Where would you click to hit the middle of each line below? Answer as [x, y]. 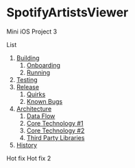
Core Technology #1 [55, 123]
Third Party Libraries [56, 137]
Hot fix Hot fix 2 [29, 158]
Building [28, 58]
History [27, 145]
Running [38, 72]
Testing [27, 79]
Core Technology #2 [56, 130]
